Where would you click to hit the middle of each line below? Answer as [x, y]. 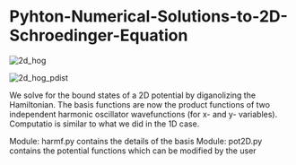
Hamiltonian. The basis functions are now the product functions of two [140, 104]
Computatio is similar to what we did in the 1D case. [104, 124]
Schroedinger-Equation [99, 35]
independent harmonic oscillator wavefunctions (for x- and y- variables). [144, 114]
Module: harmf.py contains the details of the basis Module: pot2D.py [136, 141]
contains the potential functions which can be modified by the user [133, 151]
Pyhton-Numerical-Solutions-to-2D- [149, 17]
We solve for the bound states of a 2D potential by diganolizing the [133, 95]
